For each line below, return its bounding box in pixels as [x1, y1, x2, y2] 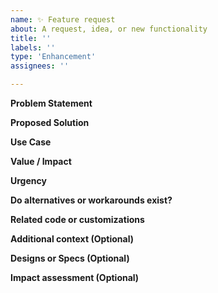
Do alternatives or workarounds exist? [10, 194, 173, 206]
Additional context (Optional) [10, 233, 134, 245]
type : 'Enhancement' [10, 52, 97, 62]
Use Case [10, 136, 52, 148]
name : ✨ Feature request [10, 14, 116, 25]
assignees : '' [10, 61, 70, 71]
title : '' [10, 33, 52, 43]
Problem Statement [10, 97, 93, 109]
